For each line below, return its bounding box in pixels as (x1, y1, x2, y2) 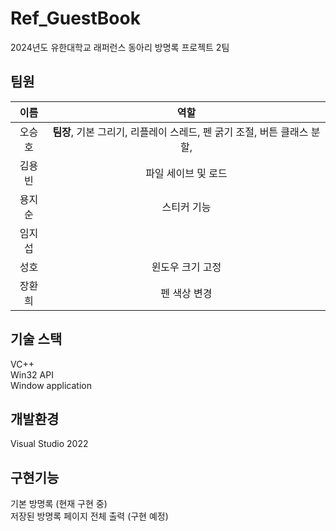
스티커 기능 (161, 200, 212, 214)
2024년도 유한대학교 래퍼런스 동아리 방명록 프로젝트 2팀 (10, 41, 230, 53)
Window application (10, 379, 92, 391)
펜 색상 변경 (160, 286, 213, 300)
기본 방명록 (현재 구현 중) (10, 498, 108, 510)
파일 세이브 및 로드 (145, 166, 228, 180)
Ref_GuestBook (10, 7, 141, 30)
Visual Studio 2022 (10, 438, 89, 450)
